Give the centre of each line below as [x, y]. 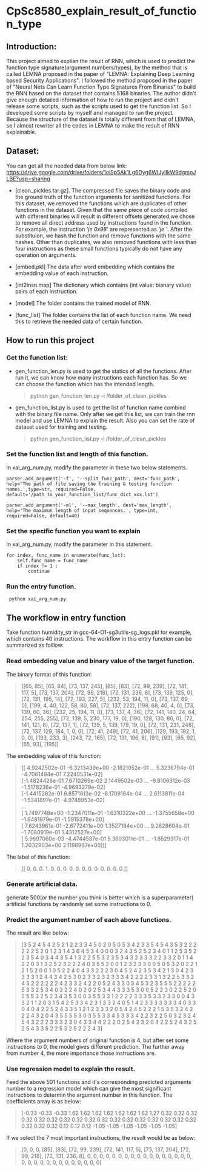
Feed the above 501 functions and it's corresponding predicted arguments [99, 1082]
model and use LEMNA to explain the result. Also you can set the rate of [105, 420]
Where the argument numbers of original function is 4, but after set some [98, 1040]
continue [39, 571]
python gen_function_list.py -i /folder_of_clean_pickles [98, 438]
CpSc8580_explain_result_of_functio [101, 11]
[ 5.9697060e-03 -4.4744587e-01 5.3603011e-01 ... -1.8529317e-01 [105, 839]
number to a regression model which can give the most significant [89, 1089]
